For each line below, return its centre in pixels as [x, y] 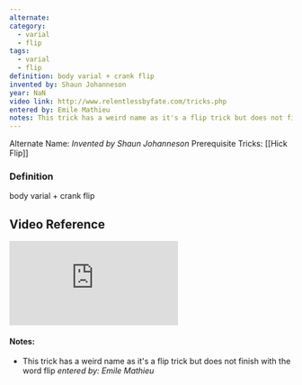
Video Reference [57, 224]
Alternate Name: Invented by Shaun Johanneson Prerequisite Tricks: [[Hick [148, 144]
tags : [19, 51]
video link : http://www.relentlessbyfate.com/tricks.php [118, 101]
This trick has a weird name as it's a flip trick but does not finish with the [156, 362]
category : [28, 26]
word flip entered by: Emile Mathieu [88, 371]
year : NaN [28, 93]
